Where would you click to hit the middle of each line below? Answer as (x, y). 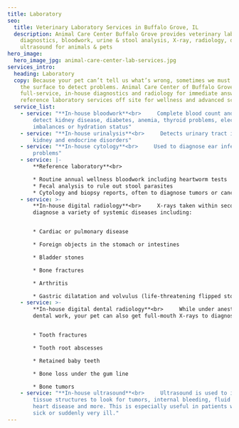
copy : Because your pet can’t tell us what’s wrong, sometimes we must (122, 80)
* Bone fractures (58, 270)
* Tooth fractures (60, 335)
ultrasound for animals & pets (67, 47)
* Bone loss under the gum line (81, 374)
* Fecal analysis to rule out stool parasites (103, 186)
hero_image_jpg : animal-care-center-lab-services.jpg (95, 61)
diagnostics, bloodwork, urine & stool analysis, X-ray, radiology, (124, 41)
